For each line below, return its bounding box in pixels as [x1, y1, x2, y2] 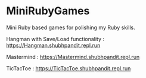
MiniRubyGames [6, 4, 90, 18]
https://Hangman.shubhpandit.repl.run [6, 42, 101, 49]
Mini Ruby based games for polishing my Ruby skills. [6, 24, 135, 31]
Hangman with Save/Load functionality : [6, 35, 105, 42]
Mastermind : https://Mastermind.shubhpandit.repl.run [6, 53, 140, 60]
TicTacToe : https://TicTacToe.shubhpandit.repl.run [6, 64, 131, 72]
